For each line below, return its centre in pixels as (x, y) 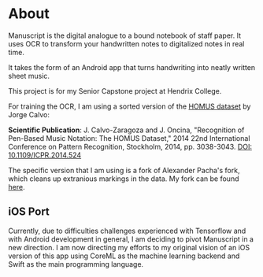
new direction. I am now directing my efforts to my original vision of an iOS (129, 247)
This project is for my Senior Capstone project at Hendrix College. (115, 90)
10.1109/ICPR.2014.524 (45, 155)
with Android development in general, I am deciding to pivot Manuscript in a (131, 239)
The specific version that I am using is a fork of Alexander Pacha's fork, (124, 170)
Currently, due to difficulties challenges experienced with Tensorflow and (127, 231)
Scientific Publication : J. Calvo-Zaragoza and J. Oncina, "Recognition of (126, 130)
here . (17, 187)
